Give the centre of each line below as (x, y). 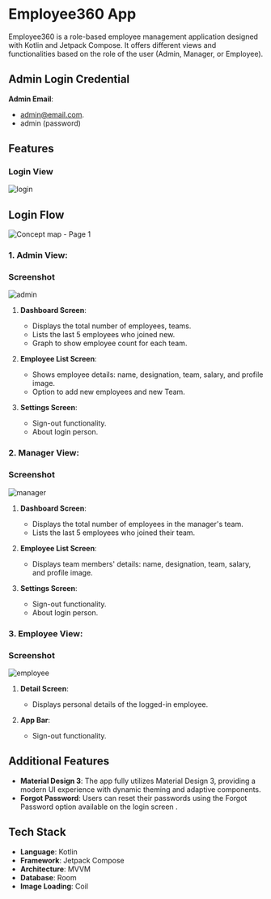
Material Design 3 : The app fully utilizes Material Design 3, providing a (138, 781)
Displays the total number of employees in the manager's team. (138, 524)
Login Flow (36, 214)
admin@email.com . (52, 114)
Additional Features (59, 762)
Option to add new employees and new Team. (109, 392)
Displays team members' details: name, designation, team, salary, (142, 563)
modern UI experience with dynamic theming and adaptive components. (140, 789)
